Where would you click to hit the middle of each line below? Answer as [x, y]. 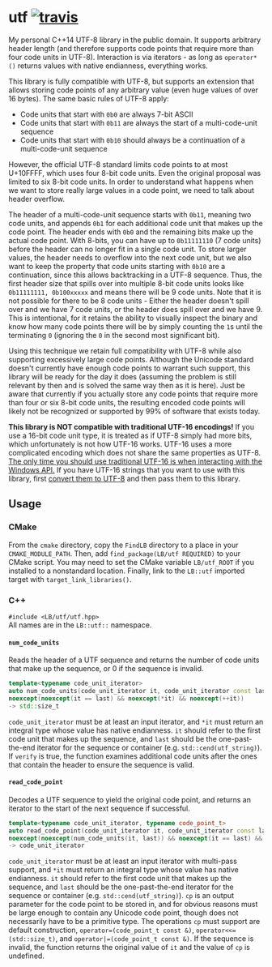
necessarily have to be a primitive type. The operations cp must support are [134, 922]
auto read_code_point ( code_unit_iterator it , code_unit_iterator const [132, 831]
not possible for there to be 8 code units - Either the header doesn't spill [129, 301]
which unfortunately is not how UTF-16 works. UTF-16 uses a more [120, 444]
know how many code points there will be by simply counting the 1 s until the [136, 326]
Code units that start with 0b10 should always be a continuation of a [132, 140]
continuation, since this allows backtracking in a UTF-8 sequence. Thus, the [135, 275]
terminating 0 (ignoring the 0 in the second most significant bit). [114, 335]
